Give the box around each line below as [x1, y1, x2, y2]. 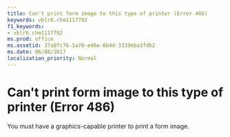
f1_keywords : [7, 23, 45, 30]
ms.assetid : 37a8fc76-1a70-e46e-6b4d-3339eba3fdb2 [7, 42, 156, 49]
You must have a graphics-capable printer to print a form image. [7, 122, 189, 130]
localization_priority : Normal [7, 55, 97, 62]
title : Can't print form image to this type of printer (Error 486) [7, 10, 208, 17]
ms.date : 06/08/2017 [7, 49, 67, 56]
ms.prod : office [7, 36, 54, 43]
